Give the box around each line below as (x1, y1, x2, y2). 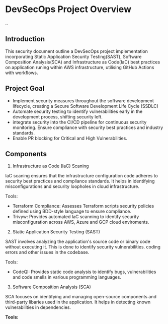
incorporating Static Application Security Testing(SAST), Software (5, 53, 142, 59)
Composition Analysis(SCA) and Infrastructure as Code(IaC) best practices (5, 59, 160, 65)
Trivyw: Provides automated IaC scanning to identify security (12, 214, 139, 220)
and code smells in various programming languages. (12, 274, 122, 280)
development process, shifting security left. (12, 113, 103, 119)
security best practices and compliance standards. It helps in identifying (5, 178, 155, 184)
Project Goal (5, 84, 45, 93)
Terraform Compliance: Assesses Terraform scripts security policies (12, 203, 154, 209)
